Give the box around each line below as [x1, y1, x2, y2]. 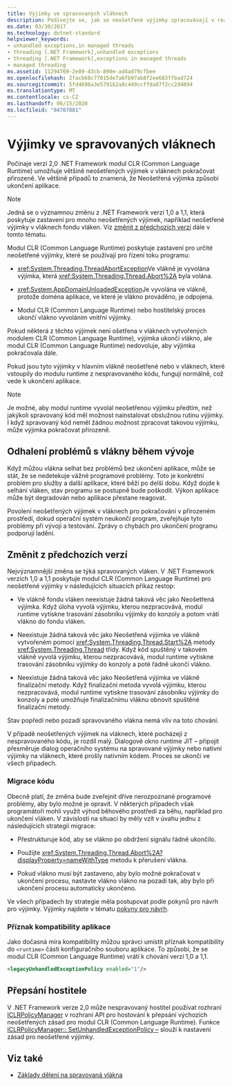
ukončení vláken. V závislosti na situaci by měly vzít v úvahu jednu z [7, 814, 202, 822]
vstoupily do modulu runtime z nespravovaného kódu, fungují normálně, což [7, 369, 224, 378]
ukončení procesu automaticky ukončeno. [17, 883, 137, 892]
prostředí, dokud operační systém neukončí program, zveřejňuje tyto [7, 514, 202, 522]
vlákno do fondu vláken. [17, 617, 86, 626]
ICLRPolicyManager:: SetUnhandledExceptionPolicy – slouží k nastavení [7, 1025, 211, 1033]
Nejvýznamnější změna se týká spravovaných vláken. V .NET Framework [7, 567, 215, 576]
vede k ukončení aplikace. [7, 376, 81, 385]
